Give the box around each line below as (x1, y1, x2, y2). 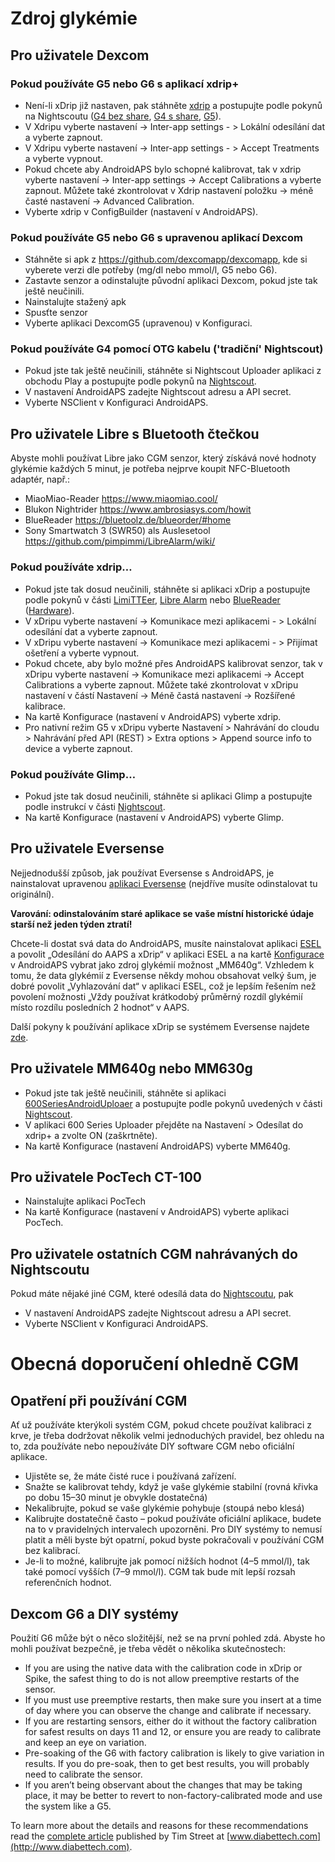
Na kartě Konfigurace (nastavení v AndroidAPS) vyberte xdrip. (24, 710, 282, 722)
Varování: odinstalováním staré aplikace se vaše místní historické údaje (10, 907, 315, 919)
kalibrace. (24, 700, 67, 712)
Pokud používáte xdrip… (10, 560, 133, 574)
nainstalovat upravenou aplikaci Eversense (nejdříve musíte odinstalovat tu (10, 877, 318, 889)
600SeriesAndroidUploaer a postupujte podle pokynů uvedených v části (24, 1097, 323, 1109)
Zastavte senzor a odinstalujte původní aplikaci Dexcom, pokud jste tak (24, 275, 318, 287)
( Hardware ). (24, 604, 75, 616)
